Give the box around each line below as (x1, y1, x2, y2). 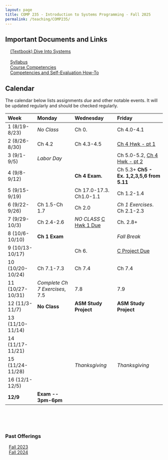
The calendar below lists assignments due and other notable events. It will (5, 97, 158, 103)
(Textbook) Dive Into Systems (9, 48, 71, 54)
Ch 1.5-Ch (37, 201, 63, 208)
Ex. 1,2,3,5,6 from (117, 172, 160, 179)
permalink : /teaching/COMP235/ (5, 16, 70, 21)
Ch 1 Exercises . (117, 201, 154, 208)
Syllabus (9, 59, 28, 65)
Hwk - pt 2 (117, 158, 143, 165)
